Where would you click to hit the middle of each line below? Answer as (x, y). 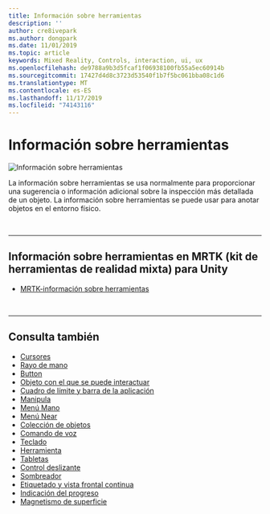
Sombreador (41, 475)
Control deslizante (50, 467)
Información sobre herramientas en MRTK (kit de (133, 257)
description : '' (35, 23)
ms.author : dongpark (43, 38)
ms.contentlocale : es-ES (50, 90)
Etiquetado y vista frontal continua (77, 484)
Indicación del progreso (59, 493)
